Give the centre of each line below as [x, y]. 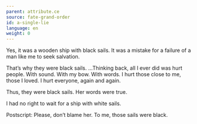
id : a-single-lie [28, 22]
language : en [22, 28]
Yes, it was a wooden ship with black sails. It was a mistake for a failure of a [99, 50]
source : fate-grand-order [38, 17]
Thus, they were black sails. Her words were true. [67, 92]
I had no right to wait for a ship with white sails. [64, 103]
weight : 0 [18, 34]
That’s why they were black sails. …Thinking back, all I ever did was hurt [94, 68]
